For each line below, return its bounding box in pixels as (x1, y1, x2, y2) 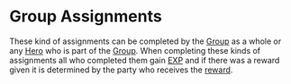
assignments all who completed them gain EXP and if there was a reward (9, 55, 280, 65)
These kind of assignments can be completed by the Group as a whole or (9, 36, 282, 46)
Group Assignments (9, 6, 162, 27)
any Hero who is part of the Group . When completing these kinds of (9, 45, 261, 55)
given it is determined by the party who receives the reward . (9, 64, 233, 75)
